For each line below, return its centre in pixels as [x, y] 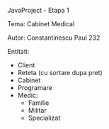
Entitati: [18, 51]
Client [26, 65]
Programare [35, 88]
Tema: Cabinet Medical [41, 24]
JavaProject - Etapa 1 [38, 10]
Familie [39, 103]
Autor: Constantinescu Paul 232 [54, 38]
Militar [38, 110]
